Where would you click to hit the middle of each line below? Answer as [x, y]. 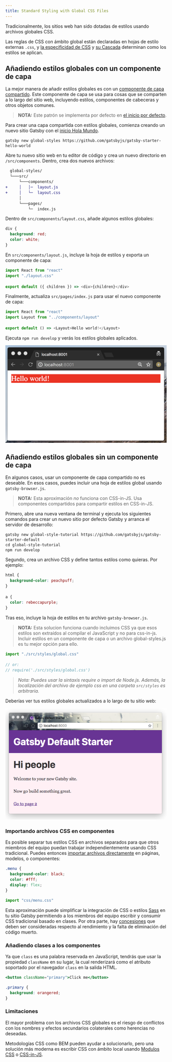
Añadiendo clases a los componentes [53, 945]
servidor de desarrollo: [29, 525]
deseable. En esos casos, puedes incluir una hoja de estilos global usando [84, 483]
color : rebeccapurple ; [34, 602]
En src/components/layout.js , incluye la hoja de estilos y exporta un [77, 255]
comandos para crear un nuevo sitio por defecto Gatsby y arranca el [77, 519]
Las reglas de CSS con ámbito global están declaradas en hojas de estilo [82, 42]
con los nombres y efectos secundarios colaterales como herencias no [80, 1028]
